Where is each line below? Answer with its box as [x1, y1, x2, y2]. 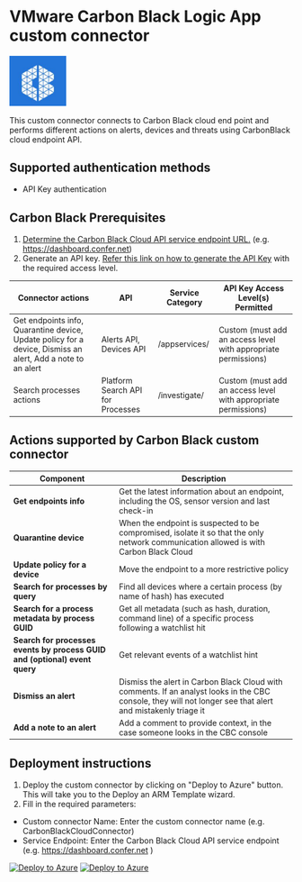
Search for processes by [13, 581, 108, 592]
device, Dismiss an [13, 343, 83, 354]
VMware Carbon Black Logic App [9, 6, 262, 27]
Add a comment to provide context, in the [118, 717, 272, 728]
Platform [101, 376, 133, 386]
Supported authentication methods [9, 159, 211, 175]
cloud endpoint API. [9, 133, 83, 145]
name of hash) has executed [118, 590, 225, 601]
